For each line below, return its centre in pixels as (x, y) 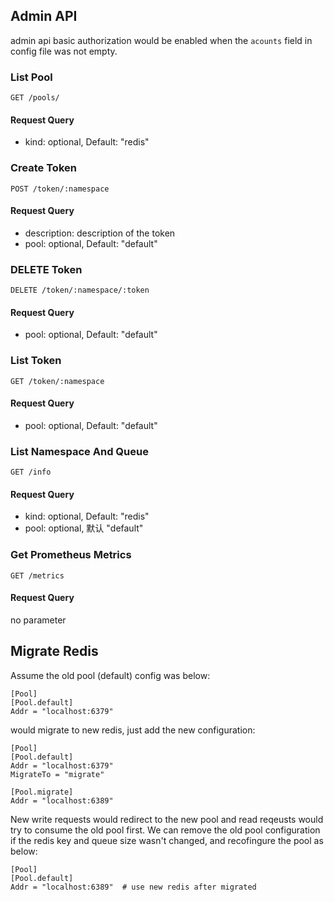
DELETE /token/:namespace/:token (80, 290)
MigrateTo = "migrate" (57, 774)
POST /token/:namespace (60, 189)
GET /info (31, 472)
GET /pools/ (35, 98)
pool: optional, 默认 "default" (84, 528)
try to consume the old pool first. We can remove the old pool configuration (165, 830)
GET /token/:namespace (57, 381)
